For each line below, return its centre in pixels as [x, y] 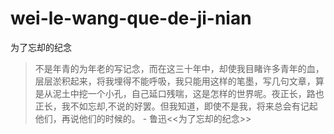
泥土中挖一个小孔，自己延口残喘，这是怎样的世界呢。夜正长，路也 [188, 93]
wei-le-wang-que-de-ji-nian [131, 18]
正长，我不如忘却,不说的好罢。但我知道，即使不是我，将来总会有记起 [176, 106]
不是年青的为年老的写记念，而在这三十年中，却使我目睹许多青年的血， [179, 68]
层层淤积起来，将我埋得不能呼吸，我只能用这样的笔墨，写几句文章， [175, 81]
